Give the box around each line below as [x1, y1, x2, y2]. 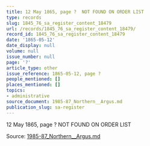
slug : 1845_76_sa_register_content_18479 [6, 20, 112, 26]
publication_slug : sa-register [6, 104, 85, 110]
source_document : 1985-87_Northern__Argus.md [6, 98, 122, 104]
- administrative [6, 93, 50, 99]
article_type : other [6, 65, 58, 71]
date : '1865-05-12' [6, 37, 55, 43]
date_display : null [6, 43, 55, 49]
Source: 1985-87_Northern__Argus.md [6, 132, 101, 139]
